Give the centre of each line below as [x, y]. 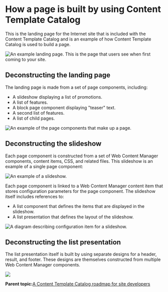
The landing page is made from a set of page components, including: [76, 87]
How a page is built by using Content [83, 9]
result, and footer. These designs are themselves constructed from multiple [83, 259]
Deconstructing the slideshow [53, 144]
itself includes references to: [35, 196]
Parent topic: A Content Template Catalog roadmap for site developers [78, 284]
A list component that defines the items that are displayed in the [78, 206]
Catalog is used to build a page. [38, 44]
